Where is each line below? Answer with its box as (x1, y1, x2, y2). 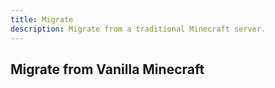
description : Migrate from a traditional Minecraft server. (10, 24, 267, 34)
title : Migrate (10, 14, 74, 25)
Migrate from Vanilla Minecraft (10, 61, 205, 78)
